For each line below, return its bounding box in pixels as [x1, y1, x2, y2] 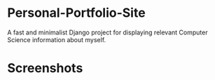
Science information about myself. [7, 35, 106, 44]
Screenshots [7, 60, 83, 76]
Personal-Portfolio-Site [7, 5, 146, 21]
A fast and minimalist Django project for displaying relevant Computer [7, 28, 208, 36]
